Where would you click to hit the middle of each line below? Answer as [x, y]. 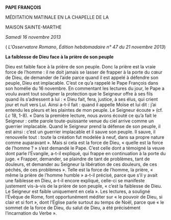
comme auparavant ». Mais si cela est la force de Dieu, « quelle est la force [84, 143]
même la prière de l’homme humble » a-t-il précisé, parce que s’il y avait [81, 175]
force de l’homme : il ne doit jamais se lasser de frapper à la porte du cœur [84, 72]
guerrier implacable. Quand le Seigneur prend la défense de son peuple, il [83, 126]
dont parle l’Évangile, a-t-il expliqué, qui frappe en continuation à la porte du [86, 153]
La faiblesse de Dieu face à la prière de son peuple [59, 57]
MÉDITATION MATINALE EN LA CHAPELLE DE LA [57, 17]
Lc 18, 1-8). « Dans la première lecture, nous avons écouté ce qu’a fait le [81, 115]
